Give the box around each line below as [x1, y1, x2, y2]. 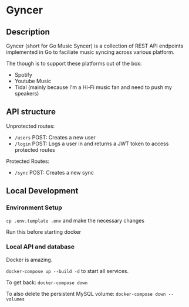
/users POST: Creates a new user [14, 134, 96, 141]
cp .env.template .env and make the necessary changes [6, 217, 145, 224]
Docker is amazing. [6, 256, 53, 263]
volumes [6, 296, 25, 302]
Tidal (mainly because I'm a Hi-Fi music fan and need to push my [14, 84, 172, 91]
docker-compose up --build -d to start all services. [6, 267, 129, 274]
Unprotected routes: [6, 122, 55, 129]
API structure [6, 107, 56, 117]
